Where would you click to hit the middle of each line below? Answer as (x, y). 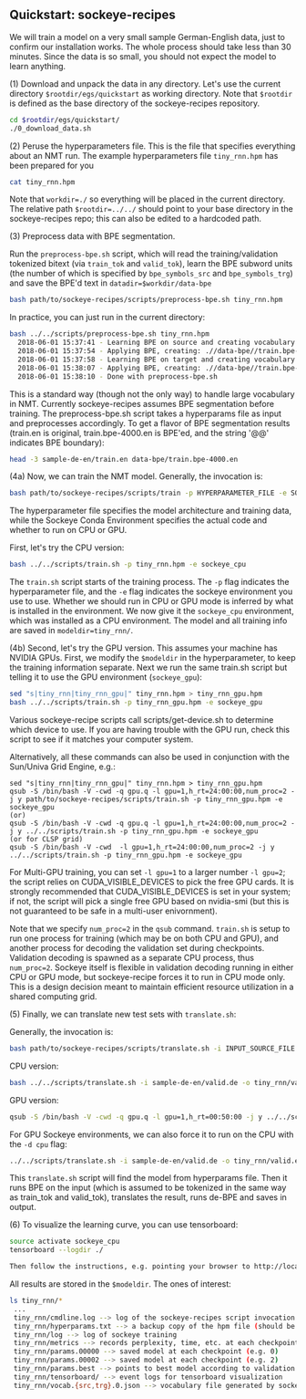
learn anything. (38, 66)
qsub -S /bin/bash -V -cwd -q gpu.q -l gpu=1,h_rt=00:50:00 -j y (136, 1117)
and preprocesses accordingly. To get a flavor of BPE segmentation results (150, 423)
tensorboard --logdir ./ (56, 1250)
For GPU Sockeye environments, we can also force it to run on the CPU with (152, 1134)
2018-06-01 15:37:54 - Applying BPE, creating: (110, 351)
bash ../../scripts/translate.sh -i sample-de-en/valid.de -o (130, 1082)
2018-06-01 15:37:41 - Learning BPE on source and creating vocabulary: (158, 343)
